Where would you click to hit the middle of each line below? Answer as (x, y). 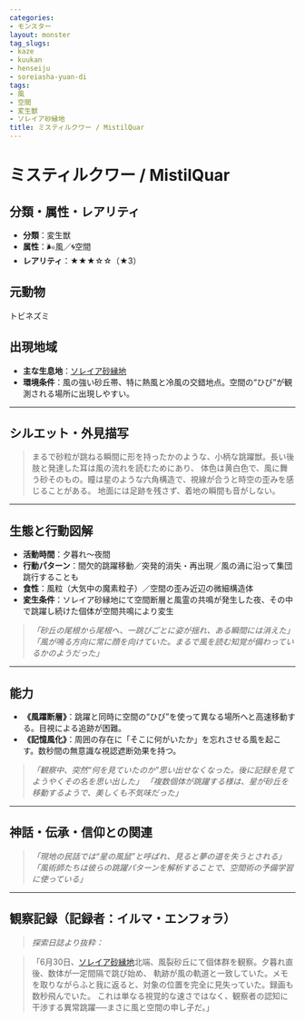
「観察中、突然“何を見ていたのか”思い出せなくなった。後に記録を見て (163, 770)
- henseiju (30, 69)
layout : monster (40, 35)
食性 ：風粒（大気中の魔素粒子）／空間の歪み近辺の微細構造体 (138, 589)
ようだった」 (80, 653)
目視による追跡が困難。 (83, 729)
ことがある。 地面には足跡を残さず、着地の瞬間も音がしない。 (164, 491)
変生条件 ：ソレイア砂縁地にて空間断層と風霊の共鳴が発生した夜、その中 (157, 600)
